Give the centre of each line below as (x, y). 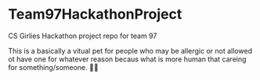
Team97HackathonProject (95, 14)
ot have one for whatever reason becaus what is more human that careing (127, 59)
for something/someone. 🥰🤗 (54, 67)
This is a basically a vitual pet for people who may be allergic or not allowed (130, 50)
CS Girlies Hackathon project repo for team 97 (83, 36)
